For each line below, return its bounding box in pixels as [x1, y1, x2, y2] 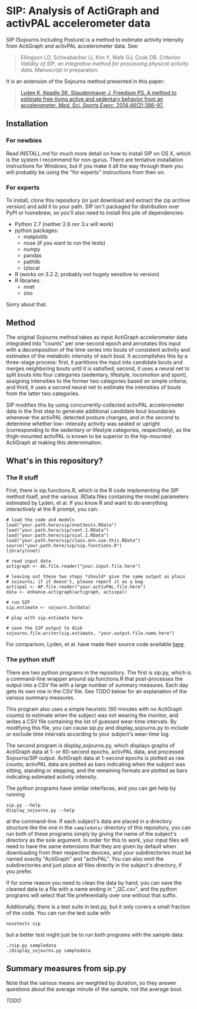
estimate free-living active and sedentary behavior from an [20, 95, 163, 102]
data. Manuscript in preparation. [20, 66, 99, 73]
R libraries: [14, 277, 41, 284]
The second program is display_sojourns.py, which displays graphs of [6, 742, 175, 749]
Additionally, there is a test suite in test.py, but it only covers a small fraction [6, 903, 190, 910]
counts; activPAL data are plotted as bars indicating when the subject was [6, 760, 185, 767]
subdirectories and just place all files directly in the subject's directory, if [6, 861, 182, 868]
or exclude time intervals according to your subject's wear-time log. [6, 730, 171, 737]
